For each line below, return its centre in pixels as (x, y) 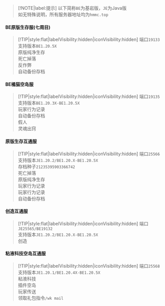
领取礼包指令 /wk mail (41, 298)
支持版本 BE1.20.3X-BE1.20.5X (49, 103)
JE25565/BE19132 (35, 229)
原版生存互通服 (21, 141)
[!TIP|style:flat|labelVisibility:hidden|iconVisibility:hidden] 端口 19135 (89, 96)
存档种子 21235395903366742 (46, 167)
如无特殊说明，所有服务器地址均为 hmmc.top (63, 14)
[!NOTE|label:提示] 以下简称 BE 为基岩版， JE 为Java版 (72, 8)
